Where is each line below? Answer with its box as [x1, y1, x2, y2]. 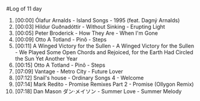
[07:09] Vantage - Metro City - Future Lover [14, 68, 123, 75]
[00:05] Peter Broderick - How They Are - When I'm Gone [14, 29, 158, 37]
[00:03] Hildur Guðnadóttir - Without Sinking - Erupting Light [14, 23, 165, 30]
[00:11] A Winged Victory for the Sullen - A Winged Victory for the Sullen [14, 42, 194, 49]
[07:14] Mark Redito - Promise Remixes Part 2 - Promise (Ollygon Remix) [14, 81, 194, 88]
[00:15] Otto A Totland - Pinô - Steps [14, 61, 106, 69]
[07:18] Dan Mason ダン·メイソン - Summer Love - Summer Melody [14, 88, 182, 95]
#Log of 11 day [6, 5, 42, 12]
